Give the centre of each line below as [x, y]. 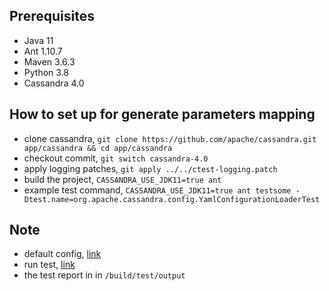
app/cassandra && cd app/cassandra [98, 148]
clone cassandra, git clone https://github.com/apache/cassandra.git [170, 138]
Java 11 [38, 40]
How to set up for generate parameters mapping [162, 114]
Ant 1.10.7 [43, 51]
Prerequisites [52, 16]
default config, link [62, 254]
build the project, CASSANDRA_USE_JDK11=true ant [122, 179]
